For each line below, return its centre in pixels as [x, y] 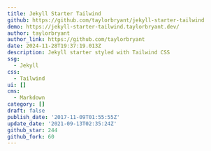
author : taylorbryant [39, 33]
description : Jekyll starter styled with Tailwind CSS [89, 53]
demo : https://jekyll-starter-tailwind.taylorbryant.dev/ [93, 26]
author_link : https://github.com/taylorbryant [76, 40]
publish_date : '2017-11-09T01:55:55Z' [64, 117]
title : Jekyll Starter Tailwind [54, 14]
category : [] [26, 104]
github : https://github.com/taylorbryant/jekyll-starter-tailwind [106, 20]
